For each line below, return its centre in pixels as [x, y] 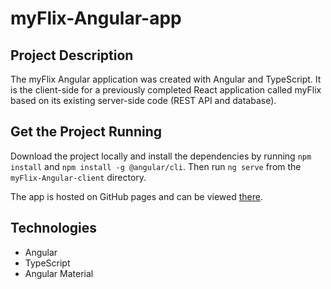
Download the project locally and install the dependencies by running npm [161, 156]
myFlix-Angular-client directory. [78, 177]
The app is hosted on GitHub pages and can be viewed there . [136, 196]
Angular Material [59, 273]
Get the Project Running [86, 132]
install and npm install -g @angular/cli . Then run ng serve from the [156, 166]
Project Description [72, 55]
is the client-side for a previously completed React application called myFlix [166, 90]
